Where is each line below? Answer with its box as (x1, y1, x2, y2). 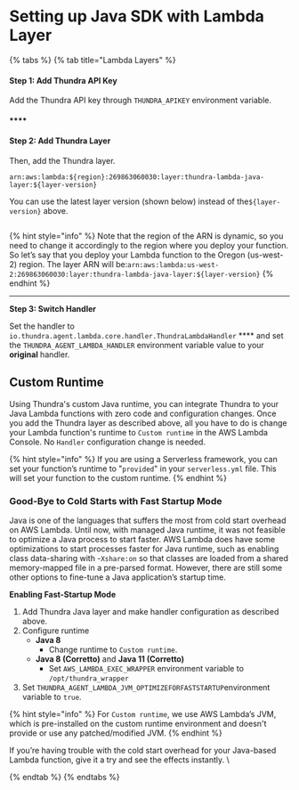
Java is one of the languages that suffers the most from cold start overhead (9, 515, 287, 526)
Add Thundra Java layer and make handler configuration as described (21, 607, 279, 617)
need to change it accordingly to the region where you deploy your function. (9, 240, 289, 250)
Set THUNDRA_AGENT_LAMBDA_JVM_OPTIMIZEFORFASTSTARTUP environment (21, 682, 271, 693)
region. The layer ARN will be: (19, 258, 128, 269)
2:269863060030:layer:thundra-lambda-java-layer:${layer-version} (9, 270, 261, 279)
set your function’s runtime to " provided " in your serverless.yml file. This (9, 463, 278, 474)
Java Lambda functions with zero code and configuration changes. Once (9, 408, 277, 419)
